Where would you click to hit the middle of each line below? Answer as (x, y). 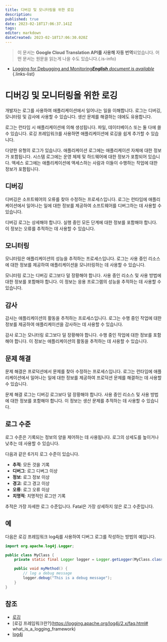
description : (19, 14)
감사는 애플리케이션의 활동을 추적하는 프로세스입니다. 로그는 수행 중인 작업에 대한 (83, 318)
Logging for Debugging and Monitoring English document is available (83, 68)
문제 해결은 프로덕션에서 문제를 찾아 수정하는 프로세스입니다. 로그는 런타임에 (79, 372)
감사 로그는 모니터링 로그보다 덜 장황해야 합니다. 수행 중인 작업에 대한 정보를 (79, 335)
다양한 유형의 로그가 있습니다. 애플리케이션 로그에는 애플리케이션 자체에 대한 (79, 150)
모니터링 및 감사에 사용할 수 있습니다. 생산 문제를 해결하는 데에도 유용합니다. (79, 116)
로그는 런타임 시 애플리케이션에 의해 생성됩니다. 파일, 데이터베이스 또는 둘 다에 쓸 (83, 127)
